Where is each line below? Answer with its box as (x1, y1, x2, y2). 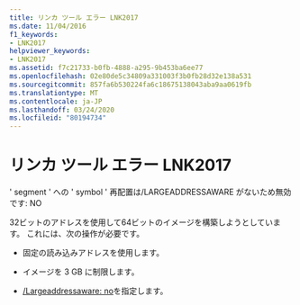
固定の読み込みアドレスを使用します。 (22, 247, 165, 258)
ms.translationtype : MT (9, 88, 99, 97)
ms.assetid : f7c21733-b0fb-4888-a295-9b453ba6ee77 (9, 64, 204, 73)
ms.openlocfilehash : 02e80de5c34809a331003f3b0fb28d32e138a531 (9, 72, 252, 81)
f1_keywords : (9, 30, 59, 39)
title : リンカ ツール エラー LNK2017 (9, 13, 139, 22)
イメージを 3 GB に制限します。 (22, 266, 140, 277)
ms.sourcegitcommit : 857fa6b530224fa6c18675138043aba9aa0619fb (9, 80, 252, 89)
